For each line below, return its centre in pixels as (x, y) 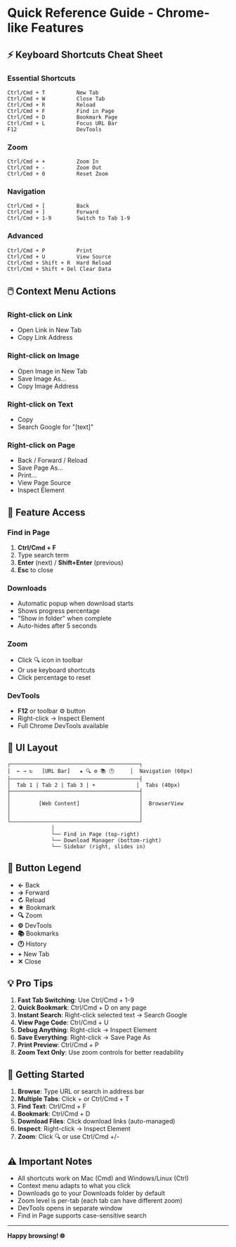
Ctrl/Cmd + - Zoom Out (54, 168)
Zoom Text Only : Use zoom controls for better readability (100, 1053)
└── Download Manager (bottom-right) (106, 840)
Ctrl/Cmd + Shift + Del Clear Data (59, 269)
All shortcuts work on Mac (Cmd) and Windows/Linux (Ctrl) (103, 1178)
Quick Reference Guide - (80, 13)
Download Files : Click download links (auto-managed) (96, 1121)
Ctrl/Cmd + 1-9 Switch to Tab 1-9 (69, 218)
